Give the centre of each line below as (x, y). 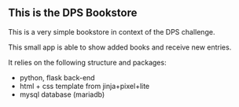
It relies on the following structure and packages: (87, 62)
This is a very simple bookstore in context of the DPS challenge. (112, 31)
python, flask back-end (57, 77)
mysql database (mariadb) (62, 94)
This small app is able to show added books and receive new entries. (120, 47)
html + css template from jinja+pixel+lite (85, 86)
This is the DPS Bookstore (73, 13)
